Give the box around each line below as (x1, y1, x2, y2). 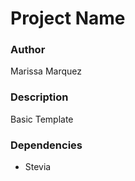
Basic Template (10, 113, 74, 125)
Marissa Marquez (10, 65, 82, 77)
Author (10, 43, 46, 57)
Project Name (10, 7, 126, 30)
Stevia (24, 161, 52, 173)
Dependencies (10, 138, 83, 152)
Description (10, 90, 69, 104)
